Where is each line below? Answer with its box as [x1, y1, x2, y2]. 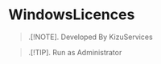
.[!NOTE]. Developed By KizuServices [27, 32, 153, 42]
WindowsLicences [8, 6, 135, 24]
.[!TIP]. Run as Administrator [27, 47, 122, 57]
